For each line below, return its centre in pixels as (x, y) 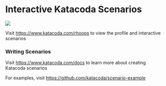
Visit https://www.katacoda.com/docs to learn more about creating (76, 63)
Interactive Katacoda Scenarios (74, 9)
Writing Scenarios (28, 51)
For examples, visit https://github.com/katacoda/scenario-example (75, 78)
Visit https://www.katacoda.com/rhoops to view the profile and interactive (83, 33)
